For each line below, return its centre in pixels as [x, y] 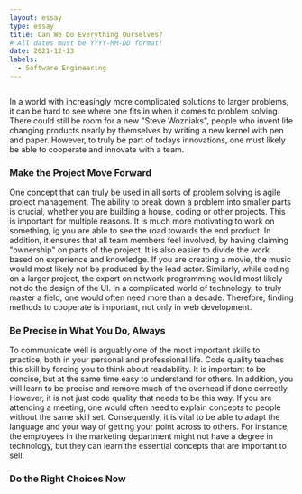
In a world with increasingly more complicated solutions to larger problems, [149, 101]
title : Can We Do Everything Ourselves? [87, 34]
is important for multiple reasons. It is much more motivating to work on [142, 221]
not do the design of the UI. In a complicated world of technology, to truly [146, 288]
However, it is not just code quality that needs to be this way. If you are [141, 398]
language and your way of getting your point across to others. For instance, [150, 427]
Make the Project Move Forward [80, 172]
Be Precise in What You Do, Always [87, 331]
